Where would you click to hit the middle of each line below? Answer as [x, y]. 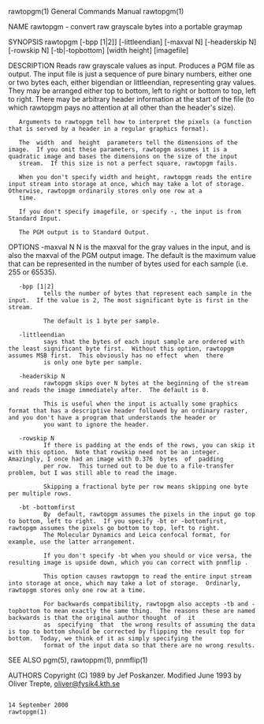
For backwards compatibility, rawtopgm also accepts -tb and [145, 604]
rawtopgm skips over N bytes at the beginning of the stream [145, 383]
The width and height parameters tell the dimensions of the [128, 143]
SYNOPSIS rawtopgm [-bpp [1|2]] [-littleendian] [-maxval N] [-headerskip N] [132, 42]
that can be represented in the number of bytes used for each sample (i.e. [128, 264]
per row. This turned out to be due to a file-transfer [139, 466]
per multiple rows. [40, 494]
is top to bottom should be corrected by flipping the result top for [126, 632]
